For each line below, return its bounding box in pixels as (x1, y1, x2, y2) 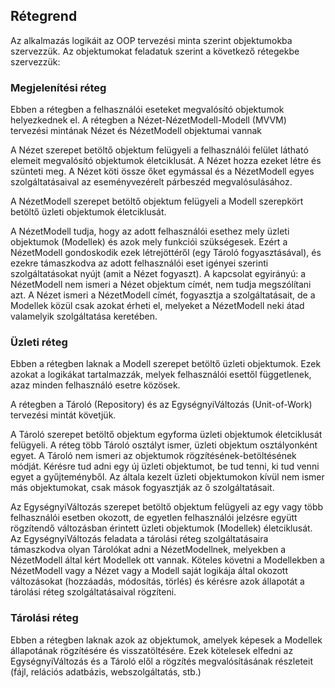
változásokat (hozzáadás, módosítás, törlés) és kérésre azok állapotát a (10, 575, 305, 588)
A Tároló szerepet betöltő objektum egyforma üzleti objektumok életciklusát (10, 429, 323, 441)
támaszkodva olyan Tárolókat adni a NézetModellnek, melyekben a (10, 544, 287, 556)
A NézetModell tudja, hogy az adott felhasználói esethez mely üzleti (10, 225, 290, 238)
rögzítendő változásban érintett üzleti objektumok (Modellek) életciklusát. (10, 522, 313, 534)
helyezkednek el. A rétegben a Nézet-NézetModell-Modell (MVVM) (10, 114, 287, 126)
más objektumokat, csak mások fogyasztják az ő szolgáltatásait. (10, 482, 275, 494)
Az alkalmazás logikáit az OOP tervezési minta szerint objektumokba (10, 34, 293, 46)
